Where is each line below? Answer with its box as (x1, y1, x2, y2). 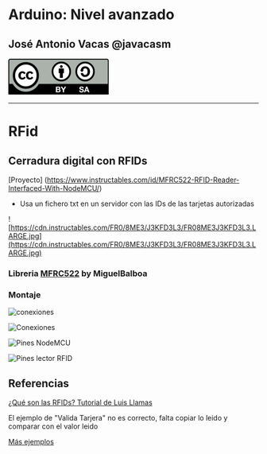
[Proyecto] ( (8, 175, 48, 184)
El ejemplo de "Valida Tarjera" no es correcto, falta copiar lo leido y (8, 413, 228, 423)
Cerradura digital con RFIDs (8, 153, 148, 168)
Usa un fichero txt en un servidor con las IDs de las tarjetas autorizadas (19, 199, 254, 208)
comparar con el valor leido (8, 421, 99, 431)
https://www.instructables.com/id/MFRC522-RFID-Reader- (46, 175, 240, 184)
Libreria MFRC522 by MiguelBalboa (8, 268, 148, 279)
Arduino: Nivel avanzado (8, 6, 175, 24)
